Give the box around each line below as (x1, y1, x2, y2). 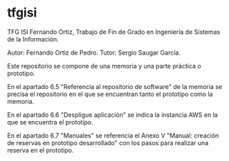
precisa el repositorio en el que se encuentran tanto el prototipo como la (7, 90, 213, 98)
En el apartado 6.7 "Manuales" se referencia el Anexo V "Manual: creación (7, 131, 219, 140)
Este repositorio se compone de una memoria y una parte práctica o (7, 61, 202, 70)
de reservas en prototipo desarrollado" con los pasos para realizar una (7, 138, 209, 146)
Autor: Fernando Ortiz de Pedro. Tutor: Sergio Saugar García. (7, 48, 181, 57)
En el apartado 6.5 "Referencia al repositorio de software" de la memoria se (7, 82, 223, 91)
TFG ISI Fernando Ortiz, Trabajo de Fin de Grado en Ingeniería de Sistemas (7, 28, 221, 36)
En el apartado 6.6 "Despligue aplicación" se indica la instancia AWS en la (7, 111, 218, 119)
